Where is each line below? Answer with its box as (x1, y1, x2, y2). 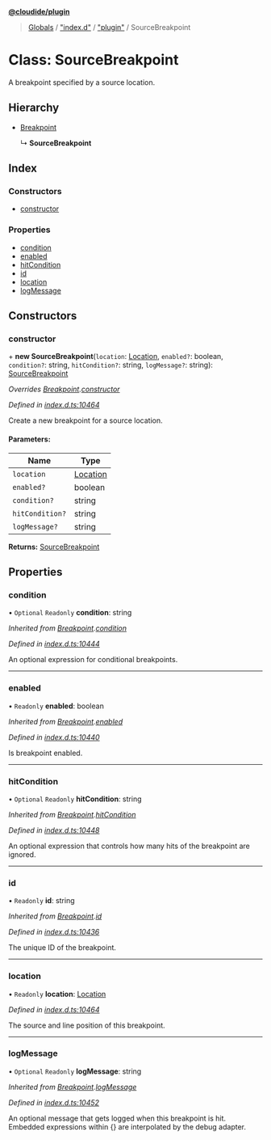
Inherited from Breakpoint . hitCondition (8, 809, 136, 819)
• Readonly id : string (8, 896, 75, 906)
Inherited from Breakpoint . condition (8, 623, 127, 633)
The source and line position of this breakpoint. (8, 1020, 165, 1030)
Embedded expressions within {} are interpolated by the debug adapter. (8, 1121, 246, 1131)
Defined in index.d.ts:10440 (8, 732, 100, 742)
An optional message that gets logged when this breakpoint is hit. (8, 1113, 227, 1123)
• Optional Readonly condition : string (8, 608, 132, 618)
